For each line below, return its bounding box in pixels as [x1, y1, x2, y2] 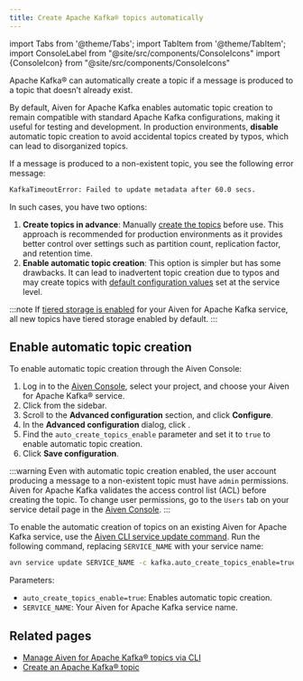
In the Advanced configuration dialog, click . [22, 420, 191, 430]
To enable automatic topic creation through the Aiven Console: [9, 364, 242, 374]
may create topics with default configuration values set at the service [22, 277, 280, 288]
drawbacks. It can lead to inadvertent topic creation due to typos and [22, 267, 280, 278]
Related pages [9, 628, 92, 643]
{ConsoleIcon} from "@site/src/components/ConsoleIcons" [9, 57, 231, 68]
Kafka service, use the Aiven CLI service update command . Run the [9, 531, 261, 543]
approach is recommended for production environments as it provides [22, 228, 283, 240]
